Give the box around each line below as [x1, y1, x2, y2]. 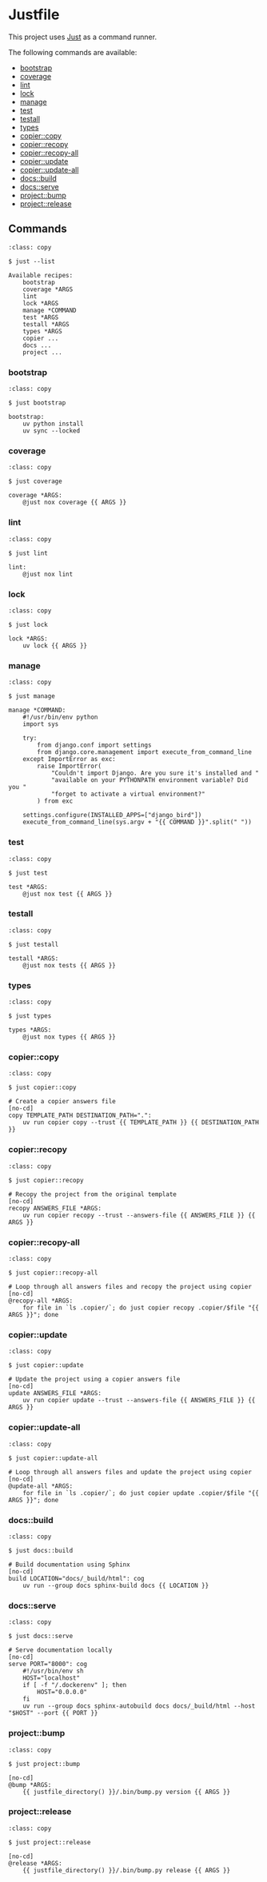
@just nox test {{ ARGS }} [22, 890, 113, 898]
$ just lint [8, 549, 48, 557]
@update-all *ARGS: [8, 1481, 74, 1490]
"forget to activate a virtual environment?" [50, 790, 205, 799]
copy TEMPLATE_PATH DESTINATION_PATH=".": [8, 1111, 152, 1120]
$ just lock [8, 620, 48, 628]
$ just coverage [8, 477, 62, 485]
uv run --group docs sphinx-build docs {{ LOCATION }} [22, 1581, 209, 1589]
